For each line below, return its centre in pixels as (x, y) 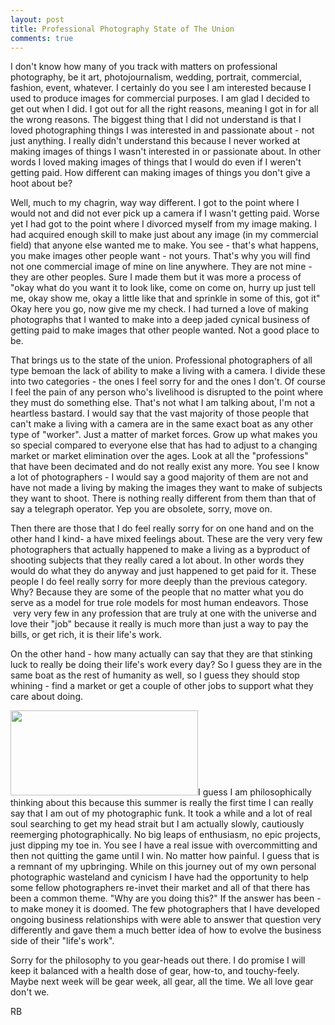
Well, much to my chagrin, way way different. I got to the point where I (155, 203)
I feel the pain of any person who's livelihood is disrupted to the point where (167, 392)
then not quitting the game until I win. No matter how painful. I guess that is (165, 856)
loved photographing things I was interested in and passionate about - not (162, 130)
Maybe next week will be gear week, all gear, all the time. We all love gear (162, 982)
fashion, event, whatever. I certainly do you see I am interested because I (161, 88)
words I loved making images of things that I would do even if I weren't (156, 162)
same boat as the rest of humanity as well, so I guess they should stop (155, 675)
